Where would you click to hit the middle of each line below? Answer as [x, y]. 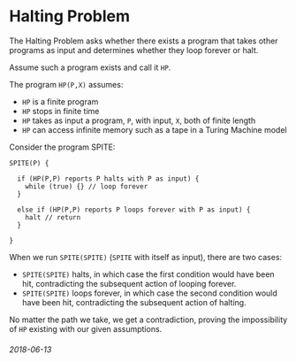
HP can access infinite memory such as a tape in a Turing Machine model [154, 129]
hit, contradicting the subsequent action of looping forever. [129, 283]
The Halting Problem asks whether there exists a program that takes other [144, 41]
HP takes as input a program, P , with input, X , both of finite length [139, 120]
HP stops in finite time [61, 111]
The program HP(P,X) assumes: [66, 84]
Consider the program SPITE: [62, 147]
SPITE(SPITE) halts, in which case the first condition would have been [148, 274]
